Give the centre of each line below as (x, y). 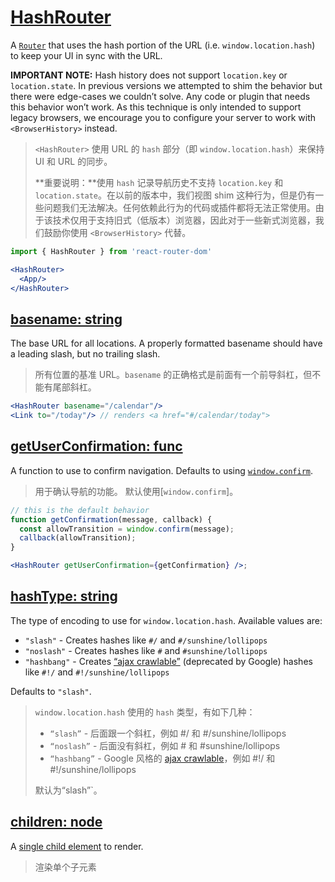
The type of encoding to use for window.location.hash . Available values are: (166, 620)
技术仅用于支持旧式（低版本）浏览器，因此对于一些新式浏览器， (184, 220)
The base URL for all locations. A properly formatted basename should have (166, 343)
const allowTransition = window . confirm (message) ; (127, 529)
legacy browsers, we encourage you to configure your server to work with (163, 117)
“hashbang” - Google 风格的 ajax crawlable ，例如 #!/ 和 (162, 758)
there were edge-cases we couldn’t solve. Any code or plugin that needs (160, 96)
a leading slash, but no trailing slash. (85, 354)
